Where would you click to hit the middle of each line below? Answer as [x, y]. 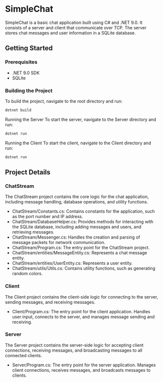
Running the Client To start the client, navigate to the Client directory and [78, 143]
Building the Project [29, 90]
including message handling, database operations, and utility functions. [77, 202]
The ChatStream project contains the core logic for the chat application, [77, 197]
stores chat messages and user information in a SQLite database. [71, 33]
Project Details [28, 172]
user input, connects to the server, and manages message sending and [83, 317]
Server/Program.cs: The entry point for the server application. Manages [84, 365]
